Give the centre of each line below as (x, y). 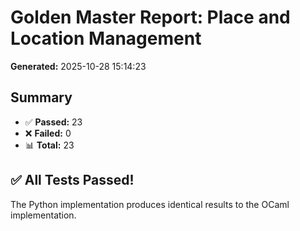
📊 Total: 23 (49, 145)
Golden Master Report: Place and (150, 17)
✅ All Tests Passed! (72, 180)
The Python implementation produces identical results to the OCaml (150, 204)
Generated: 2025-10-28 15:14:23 (78, 66)
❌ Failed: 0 (48, 133)
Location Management (106, 38)
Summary (41, 97)
